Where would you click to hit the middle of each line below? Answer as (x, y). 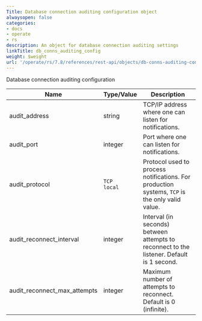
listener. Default (165, 254)
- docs (14, 29)
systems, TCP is (164, 192)
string (112, 116)
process (155, 169)
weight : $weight (26, 57)
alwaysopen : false (29, 17)
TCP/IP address (165, 104)
